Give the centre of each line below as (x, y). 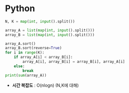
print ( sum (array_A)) (26, 75)
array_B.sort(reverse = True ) (34, 48)
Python (20, 9)
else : (19, 66)
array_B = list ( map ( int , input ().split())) (50, 35)
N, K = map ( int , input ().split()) (40, 21)
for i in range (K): (25, 53)
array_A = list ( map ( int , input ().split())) (50, 30)
